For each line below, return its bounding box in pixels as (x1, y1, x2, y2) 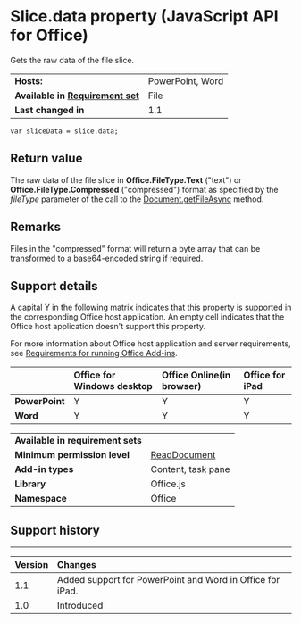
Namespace (14, 493, 68, 505)
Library (14, 478, 46, 490)
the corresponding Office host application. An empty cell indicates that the (10, 311, 285, 322)
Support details (10, 278, 98, 294)
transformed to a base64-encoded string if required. (10, 253, 204, 263)
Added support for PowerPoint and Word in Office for (57, 574, 280, 586)
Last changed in (14, 104, 85, 116)
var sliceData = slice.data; (10, 127, 119, 136)
